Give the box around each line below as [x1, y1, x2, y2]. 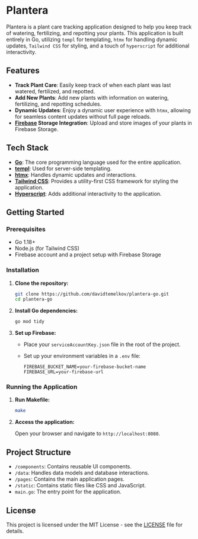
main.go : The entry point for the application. [14, 488, 122, 496]
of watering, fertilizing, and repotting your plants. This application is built [6, 29, 184, 36]
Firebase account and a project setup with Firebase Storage [14, 251, 161, 258]
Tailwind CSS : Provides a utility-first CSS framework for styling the [14, 177, 179, 185]
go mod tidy [14, 319, 44, 325]
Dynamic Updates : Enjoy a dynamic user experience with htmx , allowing [14, 106, 191, 113]
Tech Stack [6, 143, 49, 153]
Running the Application [6, 383, 78, 391]
